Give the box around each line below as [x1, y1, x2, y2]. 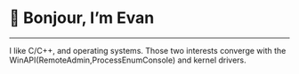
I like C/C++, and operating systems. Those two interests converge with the [9, 45, 287, 55]
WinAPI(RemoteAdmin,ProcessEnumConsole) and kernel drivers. [9, 55, 246, 65]
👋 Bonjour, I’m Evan [9, 8, 155, 28]
